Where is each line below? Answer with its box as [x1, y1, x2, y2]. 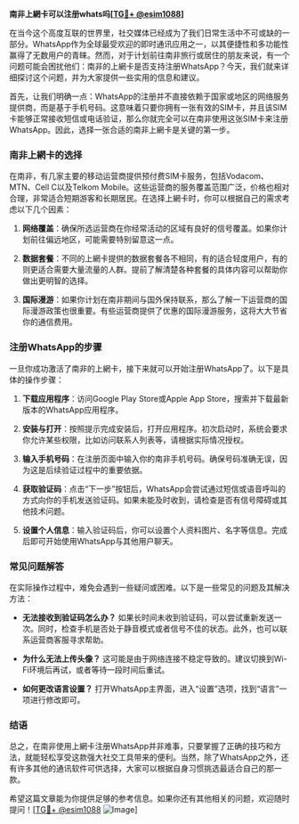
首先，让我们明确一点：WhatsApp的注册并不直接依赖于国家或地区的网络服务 [9, 91, 289, 102]
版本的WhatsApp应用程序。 [21, 404, 124, 415]
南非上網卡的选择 [9, 149, 83, 161]
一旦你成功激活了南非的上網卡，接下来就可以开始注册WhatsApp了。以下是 [9, 363, 282, 373]
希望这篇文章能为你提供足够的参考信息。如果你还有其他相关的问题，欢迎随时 [9, 793, 290, 804]
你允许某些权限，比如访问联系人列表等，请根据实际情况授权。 [21, 434, 249, 445]
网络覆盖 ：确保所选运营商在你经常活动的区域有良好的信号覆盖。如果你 [21, 223, 280, 234]
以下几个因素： [16, 204, 72, 215]
